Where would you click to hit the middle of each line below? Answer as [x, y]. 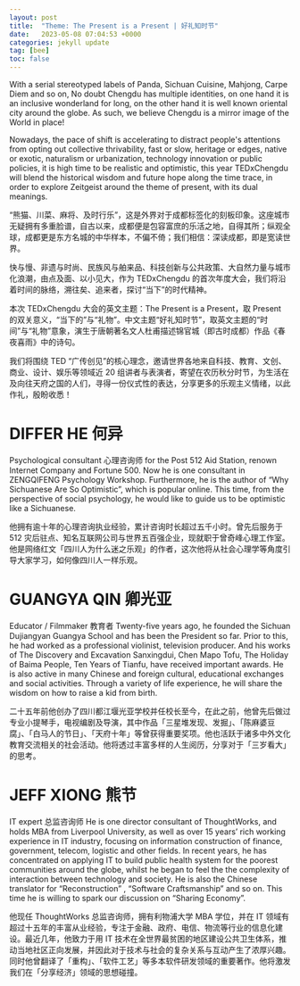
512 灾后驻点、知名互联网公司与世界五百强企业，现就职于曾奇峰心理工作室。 [150, 537]
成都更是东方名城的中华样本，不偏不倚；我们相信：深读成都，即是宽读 [154, 237]
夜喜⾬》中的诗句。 [45, 342]
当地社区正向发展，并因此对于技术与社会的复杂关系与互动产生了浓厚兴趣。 [154, 949]
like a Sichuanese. [42, 508]
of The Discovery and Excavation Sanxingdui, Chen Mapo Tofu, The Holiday [149, 655]
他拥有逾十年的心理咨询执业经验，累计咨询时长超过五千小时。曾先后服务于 [146, 526]
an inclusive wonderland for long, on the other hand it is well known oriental [149, 103]
